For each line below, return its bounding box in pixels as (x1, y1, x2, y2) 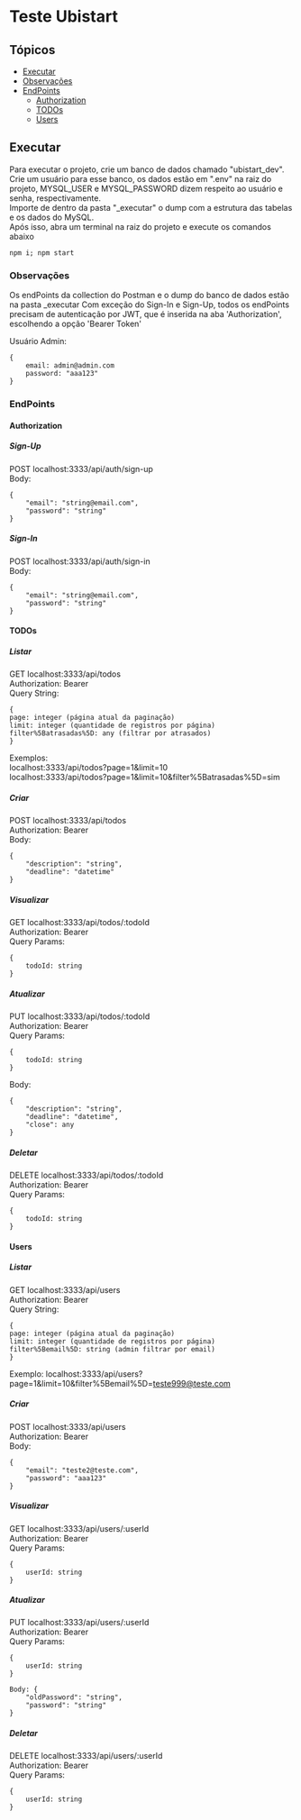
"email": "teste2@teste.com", (25, 1466, 140, 1475)
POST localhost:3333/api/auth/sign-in (9, 556, 150, 567)
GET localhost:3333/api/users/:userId (9, 1523, 150, 1533)
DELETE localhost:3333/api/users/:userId (9, 1751, 163, 1761)
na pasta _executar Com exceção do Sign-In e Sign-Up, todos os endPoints (9, 299, 290, 310)
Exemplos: (9, 752, 48, 763)
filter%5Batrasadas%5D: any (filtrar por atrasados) (9, 729, 212, 738)
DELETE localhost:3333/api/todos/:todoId (9, 1169, 164, 1180)
